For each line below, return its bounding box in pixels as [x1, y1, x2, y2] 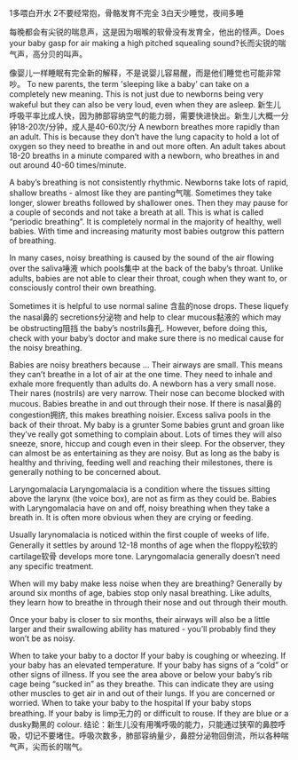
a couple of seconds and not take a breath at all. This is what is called [9, 207, 264, 218]
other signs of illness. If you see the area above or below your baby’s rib [9, 669, 273, 679]
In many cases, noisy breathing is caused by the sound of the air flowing [9, 252, 275, 263]
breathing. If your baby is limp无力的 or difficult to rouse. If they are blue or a [9, 709, 289, 718]
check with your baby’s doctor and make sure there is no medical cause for [9, 333, 285, 344]
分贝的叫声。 [39, 49, 87, 59]
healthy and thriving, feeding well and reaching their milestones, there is [9, 457, 273, 468]
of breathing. [9, 235, 57, 246]
